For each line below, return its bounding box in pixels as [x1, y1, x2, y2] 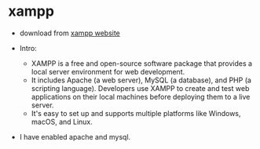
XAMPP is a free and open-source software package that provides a [31, 58, 253, 68]
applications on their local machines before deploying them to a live [31, 92, 251, 101]
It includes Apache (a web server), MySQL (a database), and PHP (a [31, 75, 251, 85]
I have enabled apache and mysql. [19, 132, 131, 141]
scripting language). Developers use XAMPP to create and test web [31, 83, 250, 93]
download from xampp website [19, 28, 120, 38]
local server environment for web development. [31, 67, 185, 76]
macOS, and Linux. [31, 117, 93, 126]
